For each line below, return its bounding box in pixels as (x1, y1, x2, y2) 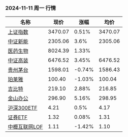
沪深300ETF (8, 105, 38, 112)
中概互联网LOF (8, 123, 43, 130)
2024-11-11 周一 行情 (5, 4, 56, 11)
